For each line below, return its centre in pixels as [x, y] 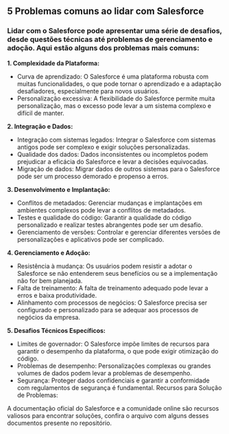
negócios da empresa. [49, 317]
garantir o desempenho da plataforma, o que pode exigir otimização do [118, 351]
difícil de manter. [41, 113]
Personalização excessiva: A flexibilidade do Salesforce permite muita [116, 98]
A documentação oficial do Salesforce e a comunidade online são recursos [113, 408]
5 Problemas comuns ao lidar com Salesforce [106, 11]
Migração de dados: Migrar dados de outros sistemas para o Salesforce [119, 169]
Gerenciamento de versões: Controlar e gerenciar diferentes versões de [119, 232]
